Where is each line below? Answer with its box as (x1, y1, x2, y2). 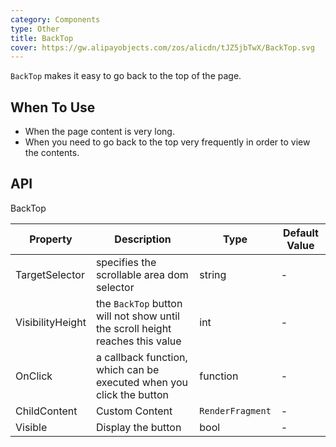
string (199, 267, 227, 281)
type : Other (10, 24, 60, 34)
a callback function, (95, 350, 188, 364)
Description (114, 232, 172, 246)
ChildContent (15, 404, 78, 418)
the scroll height (95, 321, 172, 335)
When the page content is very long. (24, 126, 175, 138)
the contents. (24, 147, 80, 159)
